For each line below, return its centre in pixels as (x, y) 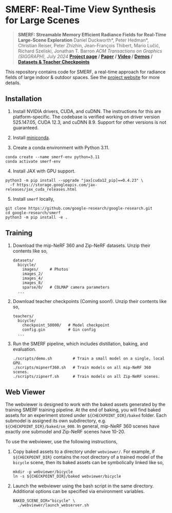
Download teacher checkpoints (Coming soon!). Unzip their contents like (90, 301)
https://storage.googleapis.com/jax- (57, 185)
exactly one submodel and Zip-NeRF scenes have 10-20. (65, 432)
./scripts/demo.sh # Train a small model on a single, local (89, 358)
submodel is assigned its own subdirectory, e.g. (56, 421)
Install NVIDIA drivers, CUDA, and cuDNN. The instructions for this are (87, 111)
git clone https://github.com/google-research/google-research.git (79, 208)
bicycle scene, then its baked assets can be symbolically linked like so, (88, 463)
